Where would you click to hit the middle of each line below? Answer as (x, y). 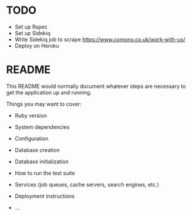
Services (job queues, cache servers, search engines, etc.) (87, 184)
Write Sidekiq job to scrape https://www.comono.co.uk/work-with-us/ (100, 39)
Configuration (31, 138)
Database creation (37, 150)
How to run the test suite (45, 173)
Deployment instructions (45, 196)
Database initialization (42, 162)
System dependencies (42, 127)
